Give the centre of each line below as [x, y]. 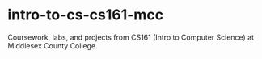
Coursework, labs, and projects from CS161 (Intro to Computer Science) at [131, 37]
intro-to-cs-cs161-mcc [85, 15]
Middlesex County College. [53, 45]
